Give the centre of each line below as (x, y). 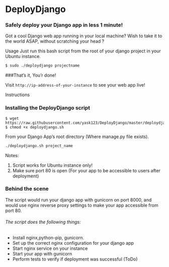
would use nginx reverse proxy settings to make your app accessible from (82, 205)
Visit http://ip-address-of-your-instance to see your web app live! (75, 85)
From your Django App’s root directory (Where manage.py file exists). (77, 137)
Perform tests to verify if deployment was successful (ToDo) (75, 259)
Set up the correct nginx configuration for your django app (73, 243)
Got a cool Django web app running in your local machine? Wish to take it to (84, 36)
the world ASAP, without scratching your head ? (55, 41)
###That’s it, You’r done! (31, 75)
